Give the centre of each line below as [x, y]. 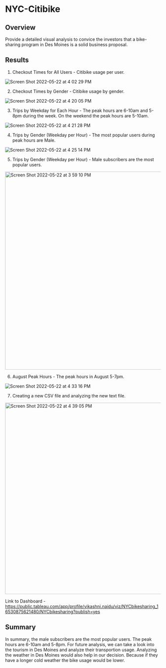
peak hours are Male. [34, 140]
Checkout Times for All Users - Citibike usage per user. [68, 72]
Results [17, 60]
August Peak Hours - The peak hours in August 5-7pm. [68, 376]
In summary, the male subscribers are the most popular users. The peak [79, 639]
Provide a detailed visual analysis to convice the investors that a [70, 39]
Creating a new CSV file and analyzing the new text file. [69, 395]
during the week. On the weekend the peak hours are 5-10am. [86, 115]
